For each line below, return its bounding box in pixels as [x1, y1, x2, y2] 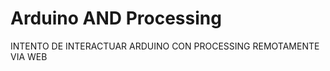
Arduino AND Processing [10, 7, 222, 30]
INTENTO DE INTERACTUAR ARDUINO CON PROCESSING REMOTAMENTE [10, 40, 320, 52]
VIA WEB [10, 50, 48, 62]
